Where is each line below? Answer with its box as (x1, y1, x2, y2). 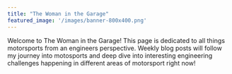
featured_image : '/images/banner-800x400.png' (7, 17, 147, 24)
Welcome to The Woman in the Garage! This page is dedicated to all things (7, 36, 225, 44)
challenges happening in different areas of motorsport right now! (7, 58, 196, 67)
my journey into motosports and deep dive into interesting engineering (7, 51, 213, 60)
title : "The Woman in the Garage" (7, 10, 110, 18)
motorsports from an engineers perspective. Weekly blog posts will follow (7, 44, 223, 52)
